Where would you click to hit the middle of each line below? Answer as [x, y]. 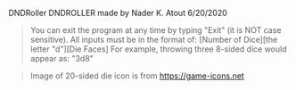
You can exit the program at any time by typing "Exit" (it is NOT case [156, 30]
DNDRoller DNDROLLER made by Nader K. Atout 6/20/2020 [118, 13]
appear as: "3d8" [62, 58]
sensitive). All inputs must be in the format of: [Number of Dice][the [154, 40]
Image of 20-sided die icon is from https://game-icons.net [137, 76]
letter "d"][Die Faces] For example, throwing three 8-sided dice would [158, 49]
